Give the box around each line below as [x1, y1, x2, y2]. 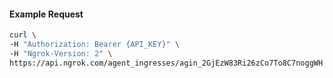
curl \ [9, 30, 37, 40]
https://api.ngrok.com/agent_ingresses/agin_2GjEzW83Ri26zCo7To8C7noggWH [9, 58, 324, 68]
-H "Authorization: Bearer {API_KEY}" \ [9, 40, 181, 50]
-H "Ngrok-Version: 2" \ [9, 48, 113, 59]
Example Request [9, 8, 84, 20]
